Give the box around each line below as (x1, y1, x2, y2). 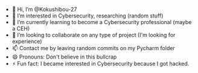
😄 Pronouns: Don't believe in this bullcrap (11, 53, 117, 60)
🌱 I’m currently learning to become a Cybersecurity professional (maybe (11, 19, 192, 25)
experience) (11, 38, 42, 45)
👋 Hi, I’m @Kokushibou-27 (11, 6, 77, 13)
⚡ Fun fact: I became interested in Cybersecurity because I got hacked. (11, 60, 190, 67)
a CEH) (11, 25, 30, 32)
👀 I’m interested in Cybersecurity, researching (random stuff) (11, 12, 164, 19)
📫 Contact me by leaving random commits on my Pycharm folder (11, 45, 175, 51)
